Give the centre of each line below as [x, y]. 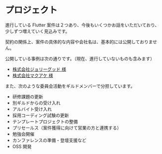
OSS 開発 [22, 146]
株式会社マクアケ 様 [33, 75]
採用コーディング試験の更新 [40, 115]
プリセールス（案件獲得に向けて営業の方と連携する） [67, 128]
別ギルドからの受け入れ [36, 103]
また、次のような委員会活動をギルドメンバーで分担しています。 [70, 86]
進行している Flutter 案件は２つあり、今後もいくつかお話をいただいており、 [82, 25]
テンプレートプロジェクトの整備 [45, 121]
